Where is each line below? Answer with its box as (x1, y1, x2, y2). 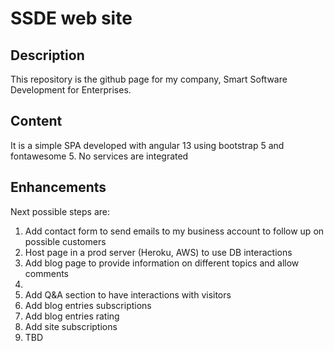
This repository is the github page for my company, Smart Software (10, 73, 288, 85)
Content (10, 113, 63, 130)
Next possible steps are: (10, 205, 111, 217)
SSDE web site (10, 7, 133, 30)
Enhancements (10, 179, 107, 196)
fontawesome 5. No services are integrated (10, 150, 189, 162)
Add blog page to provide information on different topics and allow (24, 257, 300, 269)
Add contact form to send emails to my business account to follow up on (24, 225, 325, 237)
